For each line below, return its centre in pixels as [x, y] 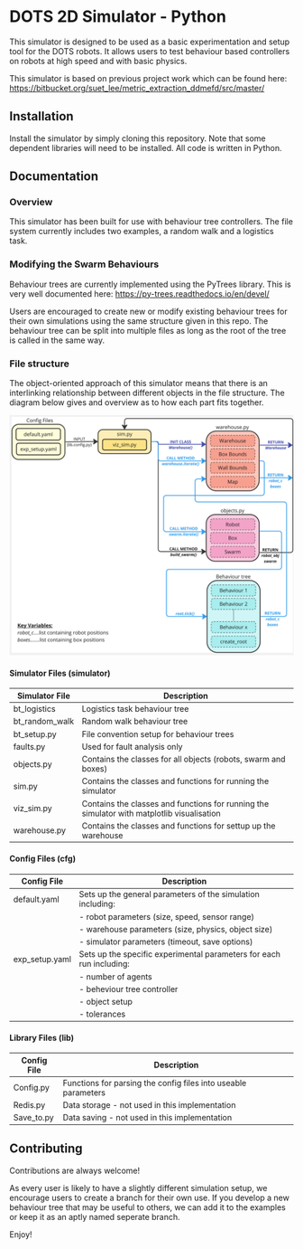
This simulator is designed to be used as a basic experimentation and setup [150, 42]
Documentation [54, 177]
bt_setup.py [35, 733]
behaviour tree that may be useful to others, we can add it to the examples [147, 1207]
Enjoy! [21, 1234]
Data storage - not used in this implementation [149, 1105]
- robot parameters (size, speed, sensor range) [167, 916]
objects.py [32, 764]
